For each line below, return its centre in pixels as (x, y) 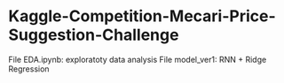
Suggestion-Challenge (94, 35)
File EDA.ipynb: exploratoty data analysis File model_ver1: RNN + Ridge (138, 59)
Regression (29, 69)
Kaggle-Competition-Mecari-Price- (142, 16)
